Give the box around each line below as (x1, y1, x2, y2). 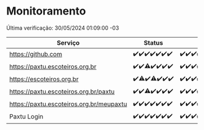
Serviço (56, 38, 80, 47)
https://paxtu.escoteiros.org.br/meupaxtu (9, 100, 127, 108)
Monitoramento (6, 4, 86, 18)
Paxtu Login (9, 112, 44, 121)
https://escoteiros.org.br (9, 75, 79, 83)
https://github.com (9, 50, 63, 59)
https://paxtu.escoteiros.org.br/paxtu (9, 88, 115, 96)
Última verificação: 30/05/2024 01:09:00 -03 (6, 24, 120, 31)
